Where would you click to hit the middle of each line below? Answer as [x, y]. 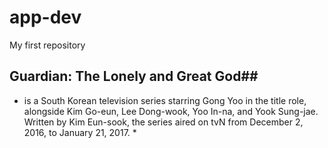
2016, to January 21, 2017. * [80, 132]
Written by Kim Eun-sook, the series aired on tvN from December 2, [163, 122]
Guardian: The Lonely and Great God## [134, 76]
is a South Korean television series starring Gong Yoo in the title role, [165, 100]
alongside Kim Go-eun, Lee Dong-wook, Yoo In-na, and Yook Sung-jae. [171, 111]
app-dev [45, 17]
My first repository [47, 45]
